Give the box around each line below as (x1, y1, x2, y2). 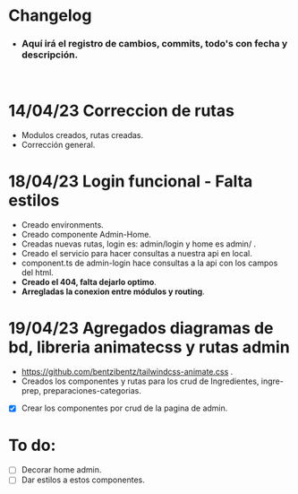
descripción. (21, 48, 78, 61)
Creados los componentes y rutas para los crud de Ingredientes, (21, 376, 260, 386)
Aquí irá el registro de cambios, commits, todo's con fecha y (21, 38, 288, 50)
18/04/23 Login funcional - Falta (8, 171, 253, 191)
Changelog (8, 5, 92, 26)
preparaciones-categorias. (43, 386, 142, 396)
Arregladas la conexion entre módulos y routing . (21, 286, 205, 297)
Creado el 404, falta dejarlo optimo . (21, 277, 158, 288)
